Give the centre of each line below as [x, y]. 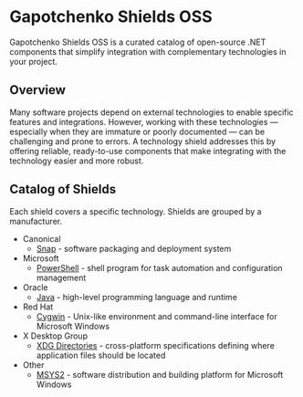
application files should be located [101, 355]
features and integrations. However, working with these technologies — [144, 121]
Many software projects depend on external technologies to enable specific [151, 112]
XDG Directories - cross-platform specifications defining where [156, 345]
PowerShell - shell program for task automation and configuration [159, 267]
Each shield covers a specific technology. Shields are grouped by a [136, 211]
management [61, 277]
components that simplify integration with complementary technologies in [148, 51]
